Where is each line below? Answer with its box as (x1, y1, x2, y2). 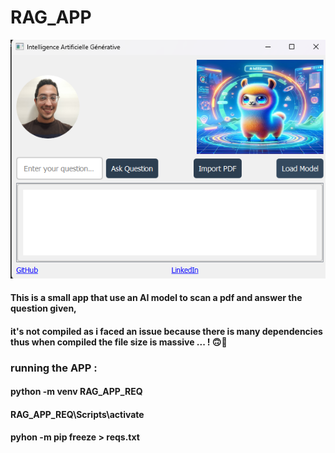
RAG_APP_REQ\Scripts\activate (10, 408, 145, 420)
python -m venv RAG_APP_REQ (10, 386, 143, 398)
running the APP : (10, 361, 98, 375)
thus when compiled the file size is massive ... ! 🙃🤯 (10, 336, 228, 348)
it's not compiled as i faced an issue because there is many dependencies (10, 325, 323, 337)
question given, (10, 302, 77, 315)
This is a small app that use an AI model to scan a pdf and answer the (10, 292, 303, 304)
